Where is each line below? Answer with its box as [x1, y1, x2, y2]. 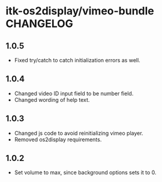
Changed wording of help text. [14, 96, 90, 103]
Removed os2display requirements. [14, 136, 102, 143]
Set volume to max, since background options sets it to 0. [14, 169, 157, 176]
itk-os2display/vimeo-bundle [5, 4, 154, 18]
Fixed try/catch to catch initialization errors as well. [14, 57, 140, 63]
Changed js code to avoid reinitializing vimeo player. [14, 129, 143, 136]
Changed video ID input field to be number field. [14, 90, 134, 97]
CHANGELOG [5, 17, 73, 31]
